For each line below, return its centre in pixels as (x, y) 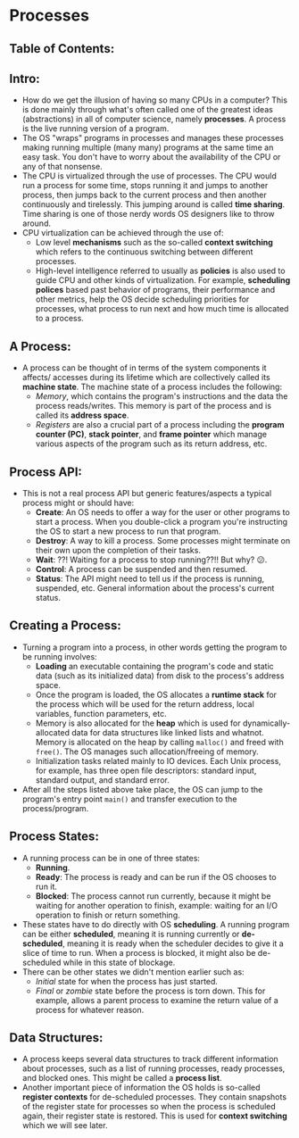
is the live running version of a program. (96, 129)
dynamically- (266, 723)
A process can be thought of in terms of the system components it (144, 368)
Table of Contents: (62, 49)
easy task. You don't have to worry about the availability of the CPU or (151, 157)
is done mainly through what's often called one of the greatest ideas (148, 110)
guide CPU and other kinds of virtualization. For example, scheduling (163, 280)
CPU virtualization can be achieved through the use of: (123, 233)
